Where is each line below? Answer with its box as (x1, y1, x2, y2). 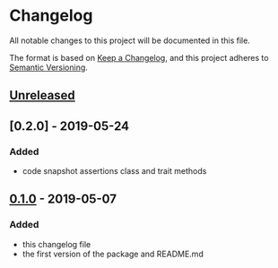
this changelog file (22, 238, 91, 249)
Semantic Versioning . (9, 62, 88, 73)
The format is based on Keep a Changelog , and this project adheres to (9, 52, 269, 63)
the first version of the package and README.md (22, 248, 204, 259)
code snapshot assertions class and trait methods (22, 166, 207, 177)
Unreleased (9, 88, 76, 103)
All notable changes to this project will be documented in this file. (9, 35, 251, 46)
